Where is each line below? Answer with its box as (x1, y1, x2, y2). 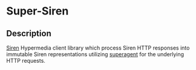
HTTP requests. (6, 57, 45, 64)
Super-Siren (6, 4, 69, 18)
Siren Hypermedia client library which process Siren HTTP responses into (6, 44, 190, 51)
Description (6, 28, 51, 39)
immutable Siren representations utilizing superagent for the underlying (6, 51, 185, 58)
